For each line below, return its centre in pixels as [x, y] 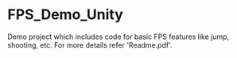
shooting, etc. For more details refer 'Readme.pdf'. [90, 44]
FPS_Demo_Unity [66, 15]
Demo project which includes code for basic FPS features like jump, [118, 37]
